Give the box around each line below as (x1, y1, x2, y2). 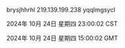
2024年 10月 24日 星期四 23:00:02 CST (6, 20, 118, 28)
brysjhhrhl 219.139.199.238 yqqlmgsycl (6, 6, 116, 14)
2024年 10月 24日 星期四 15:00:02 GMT (6, 34, 118, 42)
